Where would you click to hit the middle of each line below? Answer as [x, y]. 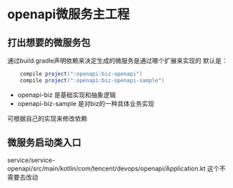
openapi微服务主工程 [68, 14]
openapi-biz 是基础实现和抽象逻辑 [67, 95]
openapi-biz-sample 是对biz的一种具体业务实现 [86, 103]
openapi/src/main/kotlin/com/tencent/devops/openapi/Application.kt [106, 168]
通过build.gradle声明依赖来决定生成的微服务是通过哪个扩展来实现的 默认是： [118, 61]
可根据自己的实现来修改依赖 [47, 118]
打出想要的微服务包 [49, 42]
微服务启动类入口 [44, 143]
